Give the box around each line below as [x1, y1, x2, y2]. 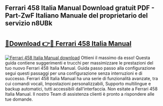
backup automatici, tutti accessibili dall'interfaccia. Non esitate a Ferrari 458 [5, 86, 158, 92]
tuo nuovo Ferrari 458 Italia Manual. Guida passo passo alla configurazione [5, 65, 156, 71]
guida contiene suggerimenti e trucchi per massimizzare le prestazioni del [5, 60, 153, 65]
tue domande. [5, 96, 33, 102]
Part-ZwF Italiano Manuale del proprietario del [5, 12, 148, 20]
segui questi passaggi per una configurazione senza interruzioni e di [5, 70, 143, 76]
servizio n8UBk [5, 19, 53, 27]
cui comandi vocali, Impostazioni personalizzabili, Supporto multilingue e [5, 81, 151, 86]
